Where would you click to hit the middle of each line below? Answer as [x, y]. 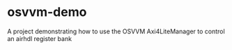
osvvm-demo [47, 12]
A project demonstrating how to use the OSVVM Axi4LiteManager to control [116, 31]
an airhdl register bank [39, 38]
